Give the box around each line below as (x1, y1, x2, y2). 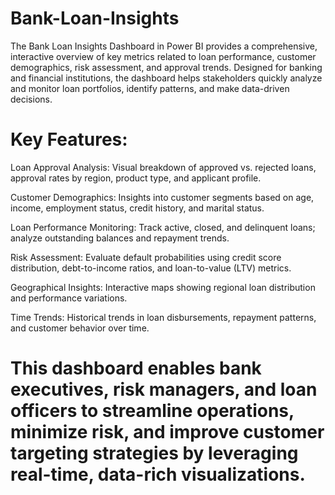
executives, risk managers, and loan (10, 378, 318, 401)
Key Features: (10, 128, 128, 151)
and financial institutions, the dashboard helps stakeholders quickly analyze (10, 72, 323, 84)
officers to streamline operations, (10, 400, 295, 422)
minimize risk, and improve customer (10, 421, 325, 444)
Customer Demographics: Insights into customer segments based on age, (10, 191, 315, 203)
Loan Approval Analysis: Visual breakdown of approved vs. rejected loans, (10, 161, 317, 173)
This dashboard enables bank (10, 357, 262, 380)
